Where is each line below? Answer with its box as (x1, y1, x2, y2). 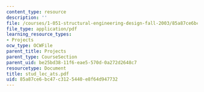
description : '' (6, 15, 47, 21)
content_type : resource (6, 8, 67, 15)
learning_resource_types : (6, 31, 72, 38)
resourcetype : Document (6, 65, 67, 71)
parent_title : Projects (6, 48, 67, 54)
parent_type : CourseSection (6, 54, 78, 60)
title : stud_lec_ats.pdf (6, 71, 69, 77)
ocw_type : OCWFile (6, 43, 53, 49)
